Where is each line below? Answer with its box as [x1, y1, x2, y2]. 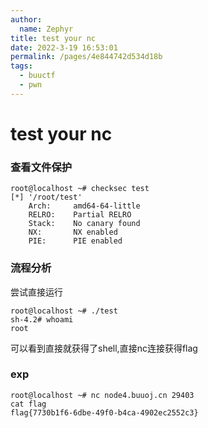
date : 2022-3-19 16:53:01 [10, 42, 118, 53]
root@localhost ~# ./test [10, 306, 118, 316]
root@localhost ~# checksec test [10, 184, 150, 194]
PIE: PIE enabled [28, 236, 123, 246]
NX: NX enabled [28, 227, 118, 238]
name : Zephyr [19, 24, 74, 34]
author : [10, 14, 43, 25]
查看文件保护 [10, 160, 73, 174]
